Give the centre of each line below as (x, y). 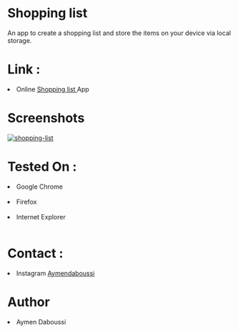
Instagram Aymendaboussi (56, 273)
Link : (24, 70)
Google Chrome (40, 187)
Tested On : (42, 166)
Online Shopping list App (53, 89)
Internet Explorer (41, 217)
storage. (20, 40)
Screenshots (46, 118)
